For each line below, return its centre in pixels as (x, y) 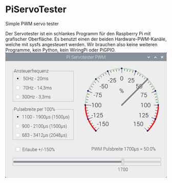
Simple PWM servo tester (32, 24)
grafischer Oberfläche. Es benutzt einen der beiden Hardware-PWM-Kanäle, (86, 39)
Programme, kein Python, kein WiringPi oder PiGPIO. (61, 50)
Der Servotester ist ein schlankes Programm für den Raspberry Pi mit (78, 33)
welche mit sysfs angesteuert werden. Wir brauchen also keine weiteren (81, 44)
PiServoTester (36, 9)
